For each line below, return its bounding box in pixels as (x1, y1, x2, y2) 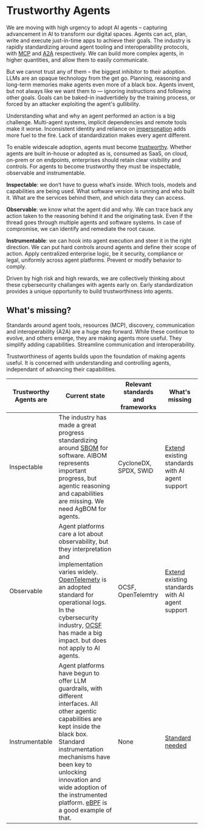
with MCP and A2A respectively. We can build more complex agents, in (6, 49, 184, 57)
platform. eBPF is (58, 798, 107, 807)
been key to (58, 760, 92, 768)
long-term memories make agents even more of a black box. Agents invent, (6, 80, 195, 88)
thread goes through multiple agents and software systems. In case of (6, 219, 182, 226)
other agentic (58, 707, 97, 716)
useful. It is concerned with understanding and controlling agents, (6, 359, 171, 366)
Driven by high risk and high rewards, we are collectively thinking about (6, 275, 185, 282)
